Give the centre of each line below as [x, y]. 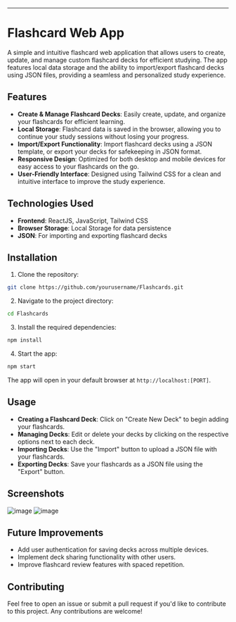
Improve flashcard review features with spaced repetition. [101, 565]
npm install [25, 340]
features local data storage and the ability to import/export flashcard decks [116, 67]
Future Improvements [55, 533]
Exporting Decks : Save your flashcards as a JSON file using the [110, 464]
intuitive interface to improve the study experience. [91, 181]
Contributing [36, 586]
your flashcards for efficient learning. [71, 121]
